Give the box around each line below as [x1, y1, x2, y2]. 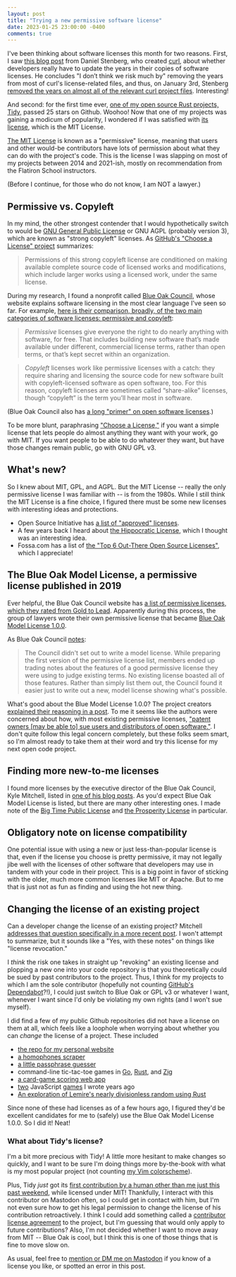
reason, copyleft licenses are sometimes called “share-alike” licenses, [24, 386, 228, 395]
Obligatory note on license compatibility [7, 826, 188, 839]
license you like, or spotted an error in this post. [7, 1262, 146, 1271]
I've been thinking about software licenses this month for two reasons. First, [7, 49, 228, 58]
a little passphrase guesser [17, 1060, 97, 1068]
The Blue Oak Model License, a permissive [7, 569, 197, 581]
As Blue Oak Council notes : [7, 635, 87, 643]
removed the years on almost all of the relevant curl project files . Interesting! [7, 87, 229, 95]
